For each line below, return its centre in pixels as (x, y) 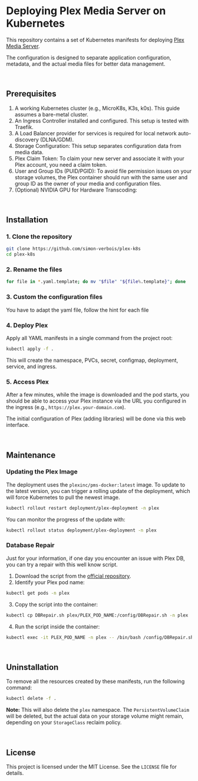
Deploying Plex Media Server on (86, 11)
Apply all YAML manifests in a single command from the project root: (89, 338)
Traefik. (24, 127)
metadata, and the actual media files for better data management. (86, 64)
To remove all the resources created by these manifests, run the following (95, 682)
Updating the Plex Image (42, 472)
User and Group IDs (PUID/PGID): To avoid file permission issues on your (103, 171)
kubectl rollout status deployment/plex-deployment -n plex (82, 530)
